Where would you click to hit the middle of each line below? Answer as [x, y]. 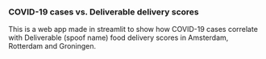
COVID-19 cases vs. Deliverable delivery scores [104, 12]
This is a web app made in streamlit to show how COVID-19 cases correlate [133, 29]
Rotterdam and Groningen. [52, 46]
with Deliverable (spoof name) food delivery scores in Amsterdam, [118, 37]
